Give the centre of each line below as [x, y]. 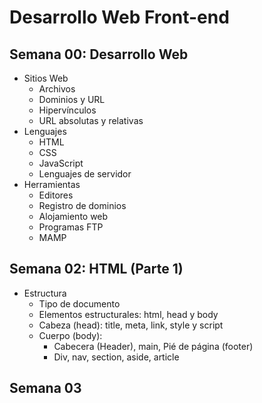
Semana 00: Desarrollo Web [99, 54]
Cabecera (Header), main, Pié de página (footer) [153, 346]
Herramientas [52, 184]
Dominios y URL [72, 99]
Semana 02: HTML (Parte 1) [96, 269]
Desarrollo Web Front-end [119, 17]
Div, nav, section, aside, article [116, 357]
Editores [56, 195]
